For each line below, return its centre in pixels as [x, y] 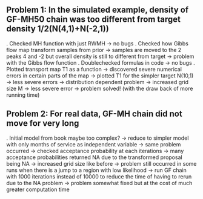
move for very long [43, 123]
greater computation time [38, 189]
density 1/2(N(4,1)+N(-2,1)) [58, 29]
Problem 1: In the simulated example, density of [98, 10]
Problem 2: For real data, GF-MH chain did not [95, 114]
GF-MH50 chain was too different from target [93, 20]
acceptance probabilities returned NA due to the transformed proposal [95, 157]
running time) [23, 95]
